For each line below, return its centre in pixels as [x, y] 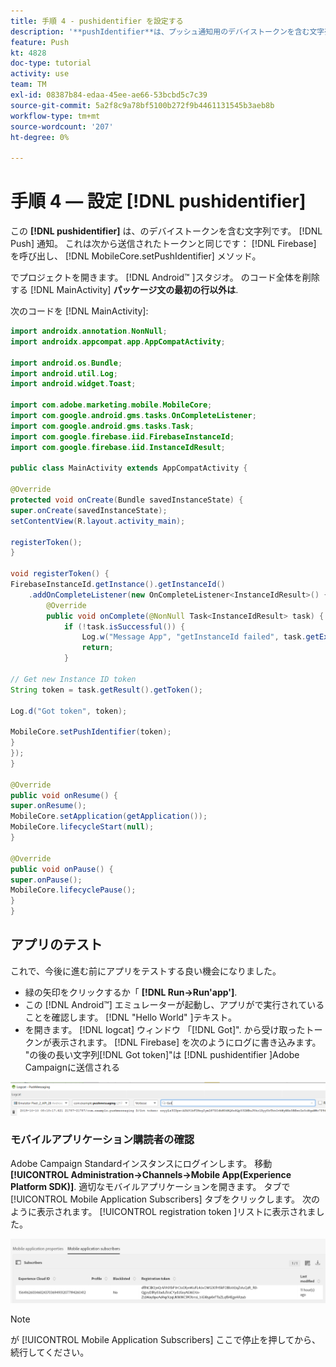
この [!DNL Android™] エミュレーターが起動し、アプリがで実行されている [174, 1004]
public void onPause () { [62, 869]
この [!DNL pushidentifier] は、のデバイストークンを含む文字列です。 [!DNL [166, 231]
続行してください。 [50, 1352]
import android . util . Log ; [64, 373]
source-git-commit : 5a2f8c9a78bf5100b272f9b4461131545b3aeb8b [142, 105]
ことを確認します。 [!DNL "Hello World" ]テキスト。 [130, 1017]
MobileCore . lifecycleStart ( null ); [82, 827]
